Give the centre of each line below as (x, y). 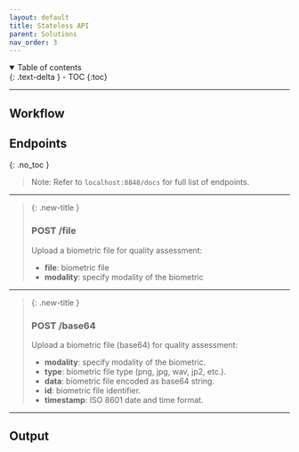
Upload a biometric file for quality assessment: (117, 250)
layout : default (39, 17)
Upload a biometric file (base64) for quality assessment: (134, 345)
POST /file (53, 230)
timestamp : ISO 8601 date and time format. (124, 400)
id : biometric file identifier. (92, 391)
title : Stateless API (49, 26)
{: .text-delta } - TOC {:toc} (59, 77)
